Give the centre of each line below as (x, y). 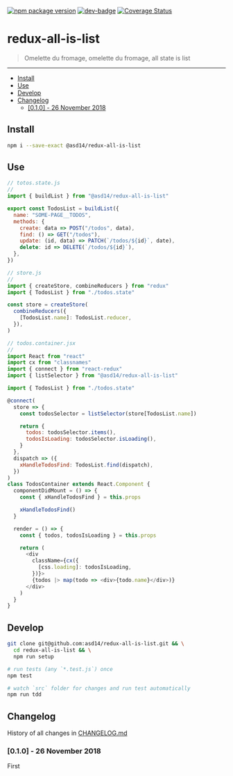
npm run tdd (24, 695)
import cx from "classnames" (49, 363)
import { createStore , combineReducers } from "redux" (88, 286)
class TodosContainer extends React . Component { (79, 484)
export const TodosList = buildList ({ (63, 209)
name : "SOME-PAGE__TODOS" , (52, 215)
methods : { (29, 221)
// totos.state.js (34, 183)
